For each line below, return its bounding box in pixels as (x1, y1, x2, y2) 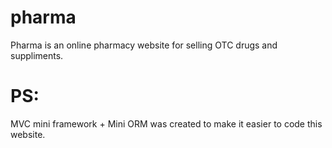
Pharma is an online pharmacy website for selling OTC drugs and (10, 39, 278, 51)
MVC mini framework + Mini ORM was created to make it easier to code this (10, 117, 323, 130)
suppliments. (10, 49, 64, 61)
